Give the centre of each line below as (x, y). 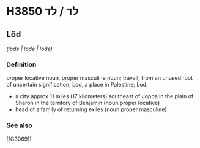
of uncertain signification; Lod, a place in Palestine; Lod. (77, 85)
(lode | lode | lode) (30, 49)
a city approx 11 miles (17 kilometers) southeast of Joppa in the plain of (104, 96)
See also (19, 125)
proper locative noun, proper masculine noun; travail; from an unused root (100, 78)
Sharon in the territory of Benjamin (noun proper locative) (87, 103)
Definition (21, 64)
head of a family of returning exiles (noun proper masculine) (91, 109)
